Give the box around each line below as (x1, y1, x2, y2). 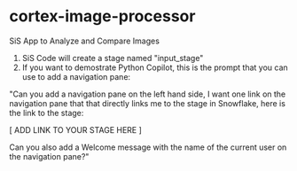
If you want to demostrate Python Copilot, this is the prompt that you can (21, 62, 288, 73)
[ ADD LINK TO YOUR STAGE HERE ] (9, 124, 142, 135)
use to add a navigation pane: (21, 71, 131, 82)
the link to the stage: (9, 107, 84, 118)
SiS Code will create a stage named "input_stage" (21, 52, 204, 63)
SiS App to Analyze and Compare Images (9, 35, 160, 46)
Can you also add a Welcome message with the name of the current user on (9, 142, 287, 152)
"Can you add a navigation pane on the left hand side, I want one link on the (9, 89, 286, 99)
